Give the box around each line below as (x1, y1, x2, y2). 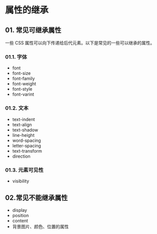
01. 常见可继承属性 (5, 26, 62, 34)
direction (12, 153, 31, 159)
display (12, 207, 27, 213)
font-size (12, 70, 31, 76)
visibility (12, 178, 30, 184)
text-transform (12, 148, 42, 154)
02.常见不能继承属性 (5, 194, 68, 202)
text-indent (12, 116, 35, 122)
